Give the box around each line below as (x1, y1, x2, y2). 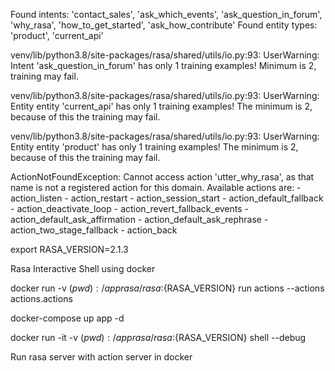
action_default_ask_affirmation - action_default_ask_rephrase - (10, 214, 269, 225)
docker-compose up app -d (10, 312, 125, 324)
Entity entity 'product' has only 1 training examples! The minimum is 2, (10, 141, 299, 153)
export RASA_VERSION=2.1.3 (10, 244, 129, 255)
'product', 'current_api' (10, 30, 104, 41)
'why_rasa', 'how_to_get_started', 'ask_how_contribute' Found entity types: (10, 19, 318, 31)
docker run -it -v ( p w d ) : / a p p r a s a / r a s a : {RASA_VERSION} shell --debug (10, 332, 307, 343)
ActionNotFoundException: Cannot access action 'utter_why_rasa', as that (10, 171, 315, 183)
